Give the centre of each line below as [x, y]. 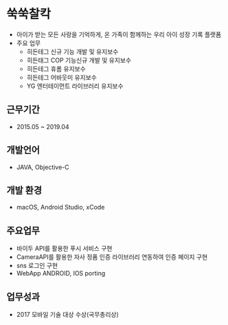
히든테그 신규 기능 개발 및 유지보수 [72, 52]
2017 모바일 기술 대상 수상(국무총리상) [68, 314]
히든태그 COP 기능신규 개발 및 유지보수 [79, 60]
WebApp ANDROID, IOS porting [61, 273]
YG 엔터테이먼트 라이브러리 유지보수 [75, 86]
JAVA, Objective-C [43, 167]
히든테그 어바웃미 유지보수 [62, 77]
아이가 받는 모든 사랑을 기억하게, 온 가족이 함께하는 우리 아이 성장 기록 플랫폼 [119, 34]
